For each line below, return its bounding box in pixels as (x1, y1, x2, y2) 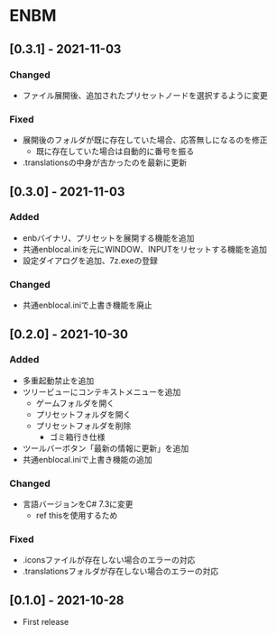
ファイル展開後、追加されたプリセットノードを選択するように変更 (22, 89, 268, 100)
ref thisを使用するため (35, 510, 118, 521)
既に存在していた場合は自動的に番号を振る (35, 146, 195, 157)
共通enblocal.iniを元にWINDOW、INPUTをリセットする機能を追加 (22, 243, 268, 254)
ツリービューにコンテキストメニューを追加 (22, 386, 181, 397)
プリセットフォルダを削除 (35, 420, 132, 431)
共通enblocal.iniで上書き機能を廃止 (22, 299, 153, 311)
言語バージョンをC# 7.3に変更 (22, 499, 134, 510)
